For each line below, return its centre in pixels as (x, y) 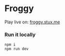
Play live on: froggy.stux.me (32, 22)
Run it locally (20, 35)
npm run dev (16, 49)
